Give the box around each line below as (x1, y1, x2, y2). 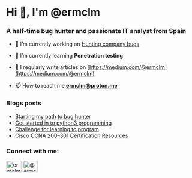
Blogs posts (6, 99, 42, 107)
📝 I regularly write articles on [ (14, 64, 90, 71)
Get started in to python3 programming (14, 119, 112, 126)
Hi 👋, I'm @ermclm (6, 5, 101, 19)
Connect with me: (6, 147, 59, 155)
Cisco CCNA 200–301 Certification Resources (14, 132, 128, 139)
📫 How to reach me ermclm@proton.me (14, 82, 118, 89)
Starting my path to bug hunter (14, 113, 91, 120)
